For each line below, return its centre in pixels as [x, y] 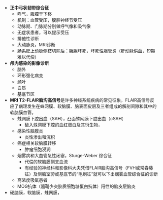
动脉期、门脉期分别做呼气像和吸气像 [54, 26]
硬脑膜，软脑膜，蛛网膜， [36, 192]
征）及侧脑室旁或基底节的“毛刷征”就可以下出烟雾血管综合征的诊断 [91, 174]
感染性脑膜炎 [30, 131]
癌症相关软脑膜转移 [37, 143]
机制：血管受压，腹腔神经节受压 [49, 20]
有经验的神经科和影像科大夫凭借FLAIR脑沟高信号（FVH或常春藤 [89, 168]
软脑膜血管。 [23, 112]
